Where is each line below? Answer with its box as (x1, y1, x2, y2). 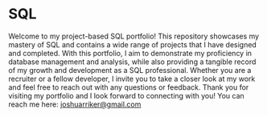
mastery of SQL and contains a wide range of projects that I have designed (8, 39, 257, 49)
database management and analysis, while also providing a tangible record (8, 57, 257, 67)
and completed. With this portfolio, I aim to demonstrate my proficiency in (8, 48, 252, 58)
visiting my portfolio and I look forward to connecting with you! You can (8, 91, 245, 100)
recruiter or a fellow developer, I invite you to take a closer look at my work (8, 74, 256, 83)
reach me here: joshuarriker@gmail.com (8, 99, 142, 109)
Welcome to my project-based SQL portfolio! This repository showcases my (8, 31, 260, 41)
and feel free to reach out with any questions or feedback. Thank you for (8, 82, 249, 92)
